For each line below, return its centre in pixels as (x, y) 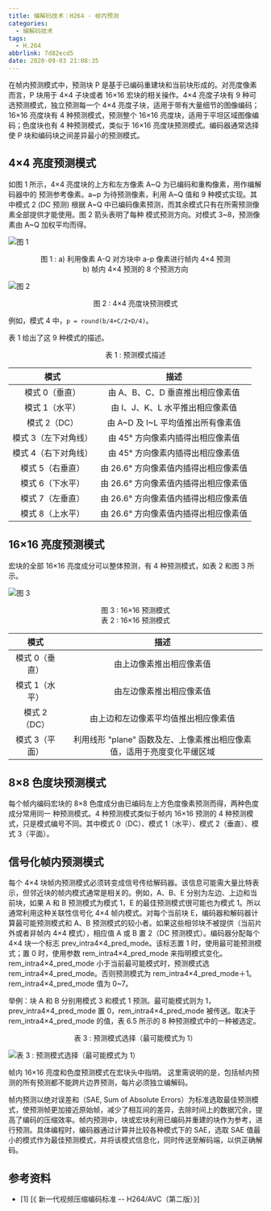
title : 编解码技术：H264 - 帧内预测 (64, 16)
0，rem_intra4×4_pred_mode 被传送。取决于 (181, 1011)
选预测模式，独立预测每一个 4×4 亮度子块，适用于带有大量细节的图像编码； (134, 105)
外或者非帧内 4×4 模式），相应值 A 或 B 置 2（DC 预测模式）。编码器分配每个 (134, 933)
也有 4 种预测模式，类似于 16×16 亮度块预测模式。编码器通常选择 (151, 125)
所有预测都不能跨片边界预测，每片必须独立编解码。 (107, 1083)
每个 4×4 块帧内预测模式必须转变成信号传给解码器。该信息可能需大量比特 (130, 883)
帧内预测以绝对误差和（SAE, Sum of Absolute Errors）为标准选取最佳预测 (130, 1100)
